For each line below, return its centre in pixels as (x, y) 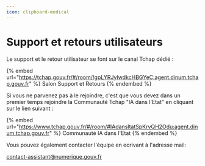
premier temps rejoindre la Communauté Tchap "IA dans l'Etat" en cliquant (100, 102)
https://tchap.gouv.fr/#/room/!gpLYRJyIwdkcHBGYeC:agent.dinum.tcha (109, 77)
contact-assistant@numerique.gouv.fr (54, 156)
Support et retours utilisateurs (85, 42)
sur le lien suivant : (30, 108)
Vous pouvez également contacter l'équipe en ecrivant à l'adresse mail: (96, 145)
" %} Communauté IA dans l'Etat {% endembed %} (113, 133)
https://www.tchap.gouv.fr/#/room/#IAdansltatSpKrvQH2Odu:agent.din (108, 126)
